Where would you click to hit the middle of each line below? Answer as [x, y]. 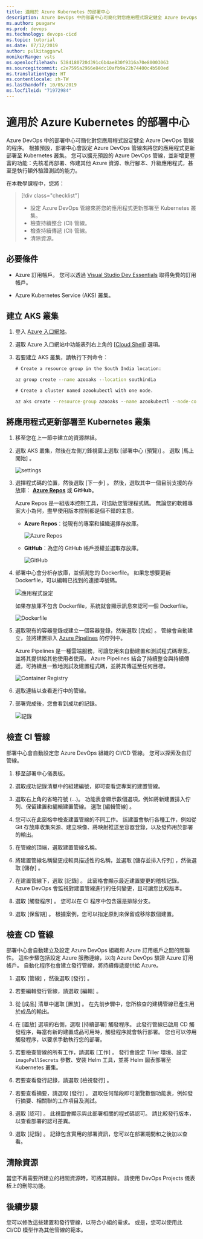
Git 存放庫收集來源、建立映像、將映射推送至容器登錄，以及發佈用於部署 [104, 827]
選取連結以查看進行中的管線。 [52, 691]
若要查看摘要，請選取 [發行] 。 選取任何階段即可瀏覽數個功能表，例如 [101, 1093]
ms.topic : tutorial [31, 40]
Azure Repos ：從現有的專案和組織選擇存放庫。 [83, 523]
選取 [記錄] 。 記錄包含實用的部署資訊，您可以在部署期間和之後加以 [98, 1134]
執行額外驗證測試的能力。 [48, 171]
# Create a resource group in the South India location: [88, 369]
